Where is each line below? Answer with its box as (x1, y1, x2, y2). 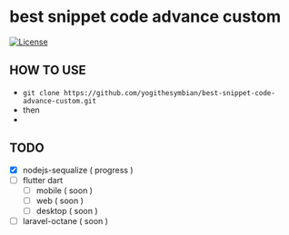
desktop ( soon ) (35, 205, 98, 216)
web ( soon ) (35, 195, 84, 206)
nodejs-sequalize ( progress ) (22, 164, 134, 175)
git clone (22, 88, 61, 97)
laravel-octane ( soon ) (22, 215, 109, 226)
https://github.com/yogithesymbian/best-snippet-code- (63, 88, 275, 97)
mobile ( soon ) (35, 184, 94, 196)
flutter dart (22, 174, 64, 185)
